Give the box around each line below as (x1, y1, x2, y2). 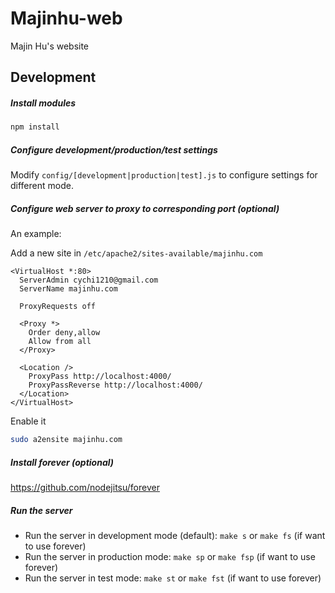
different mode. (10, 180, 74, 192)
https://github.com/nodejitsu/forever (10, 481, 160, 493)
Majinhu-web (10, 7, 123, 30)
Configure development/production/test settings (10, 143, 218, 156)
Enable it (10, 415, 47, 427)
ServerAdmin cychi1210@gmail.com (19, 275, 159, 286)
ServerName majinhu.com (19, 284, 118, 294)
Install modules (10, 97, 77, 109)
